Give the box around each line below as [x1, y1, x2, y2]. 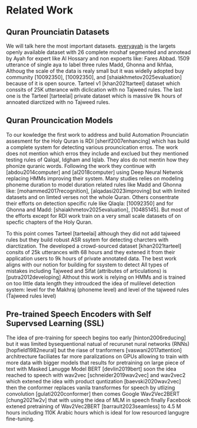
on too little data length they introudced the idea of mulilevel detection [6, 279, 176, 287]
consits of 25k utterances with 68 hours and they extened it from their [6, 248, 175, 255]
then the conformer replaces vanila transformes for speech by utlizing [6, 384, 175, 391]
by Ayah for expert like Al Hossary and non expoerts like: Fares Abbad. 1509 [6, 55, 190, 62]
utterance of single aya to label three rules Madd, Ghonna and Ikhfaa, [6, 61, 174, 68]
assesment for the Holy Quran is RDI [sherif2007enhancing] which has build [6, 137, 189, 144]
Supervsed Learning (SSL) [6, 318, 104, 329]
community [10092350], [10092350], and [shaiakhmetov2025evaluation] [6, 74, 182, 80]
